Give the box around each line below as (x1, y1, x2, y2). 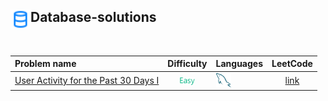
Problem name (14, 58, 77, 70)
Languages (215, 58, 264, 70)
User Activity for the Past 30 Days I (14, 74, 160, 86)
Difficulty (167, 58, 208, 70)
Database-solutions (30, 9, 157, 26)
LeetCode (271, 58, 313, 70)
